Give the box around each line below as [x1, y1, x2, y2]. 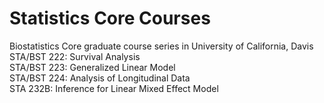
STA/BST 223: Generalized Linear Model [9, 61, 176, 73]
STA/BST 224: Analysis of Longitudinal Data [9, 72, 191, 84]
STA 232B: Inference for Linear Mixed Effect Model [9, 82, 219, 94]
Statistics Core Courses [9, 7, 211, 30]
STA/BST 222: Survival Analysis [9, 50, 141, 62]
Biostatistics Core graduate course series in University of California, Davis [9, 40, 314, 52]
